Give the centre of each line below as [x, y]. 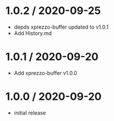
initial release [30, 113]
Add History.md [33, 33]
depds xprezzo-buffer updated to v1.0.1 [61, 27]
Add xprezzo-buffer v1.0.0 [45, 73]
